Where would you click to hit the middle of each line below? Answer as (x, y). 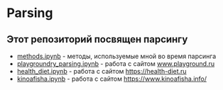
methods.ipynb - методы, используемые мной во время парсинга (116, 56)
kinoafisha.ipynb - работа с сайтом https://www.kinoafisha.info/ (112, 79)
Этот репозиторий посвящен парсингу (97, 39)
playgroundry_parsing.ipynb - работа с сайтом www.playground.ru (116, 64)
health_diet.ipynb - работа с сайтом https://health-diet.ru (102, 71)
